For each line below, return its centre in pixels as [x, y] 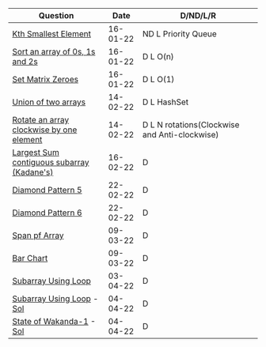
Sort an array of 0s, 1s [54, 52]
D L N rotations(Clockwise [191, 124]
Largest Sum [36, 152]
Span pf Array [38, 235]
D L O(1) [158, 79]
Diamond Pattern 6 [47, 213]
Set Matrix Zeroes [46, 79]
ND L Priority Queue [180, 34]
